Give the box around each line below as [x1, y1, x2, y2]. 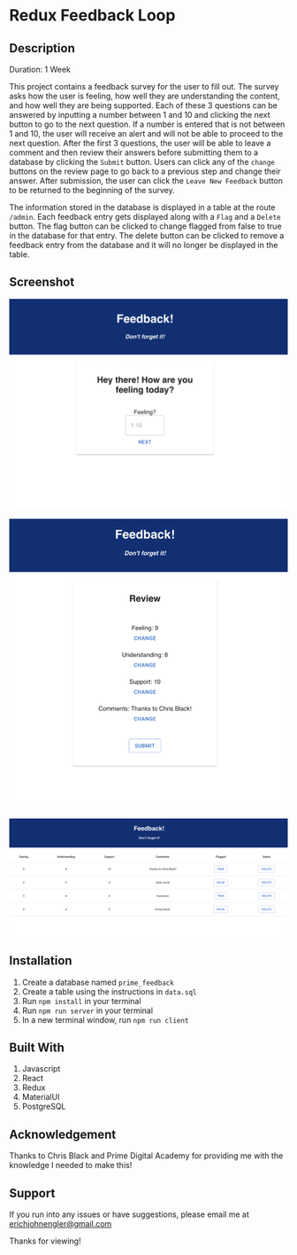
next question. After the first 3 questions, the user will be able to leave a [9, 138, 271, 148]
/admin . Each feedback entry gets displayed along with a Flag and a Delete [9, 212, 281, 222]
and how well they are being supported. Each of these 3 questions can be [9, 100, 278, 111]
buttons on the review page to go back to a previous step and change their [9, 166, 281, 176]
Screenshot [9, 275, 75, 290]
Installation [9, 954, 72, 969]
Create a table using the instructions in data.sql [21, 986, 197, 997]
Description [9, 41, 75, 56]
